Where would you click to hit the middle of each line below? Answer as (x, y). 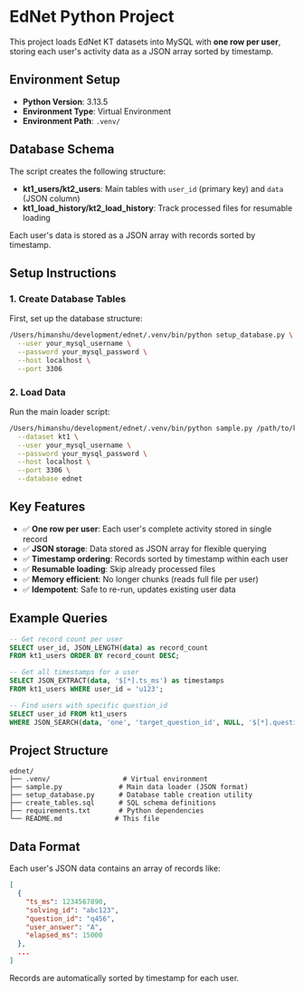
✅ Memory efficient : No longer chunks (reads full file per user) (141, 579)
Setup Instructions (63, 273)
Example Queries (59, 619)
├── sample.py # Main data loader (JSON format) (129, 787)
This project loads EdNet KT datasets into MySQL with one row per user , (145, 42)
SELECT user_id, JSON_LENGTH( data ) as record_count (109, 648)
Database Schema (62, 150)
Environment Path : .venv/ (71, 120)
